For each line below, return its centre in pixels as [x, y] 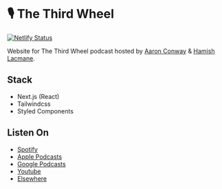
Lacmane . [21, 58]
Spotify [27, 149]
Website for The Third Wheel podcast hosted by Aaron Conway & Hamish [111, 51]
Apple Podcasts [40, 157]
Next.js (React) [38, 96]
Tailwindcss [34, 104]
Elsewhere [32, 178]
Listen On [28, 133]
